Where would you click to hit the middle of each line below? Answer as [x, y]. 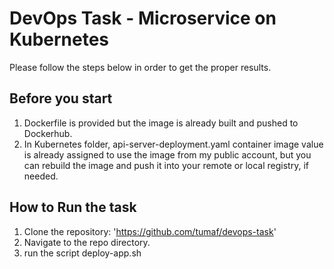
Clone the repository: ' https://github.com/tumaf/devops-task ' [150, 231]
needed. [41, 176]
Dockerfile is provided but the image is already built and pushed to [161, 123]
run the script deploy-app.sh [82, 253]
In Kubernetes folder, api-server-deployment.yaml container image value [173, 144]
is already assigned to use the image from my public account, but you [167, 154]
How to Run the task [73, 207]
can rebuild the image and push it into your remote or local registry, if [166, 165]
